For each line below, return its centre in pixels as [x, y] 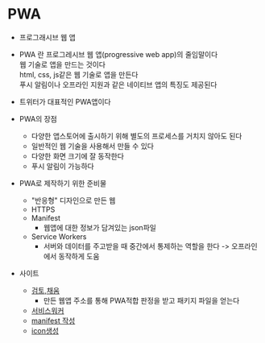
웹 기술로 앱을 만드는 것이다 [62, 64]
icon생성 [45, 330]
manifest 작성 [53, 320]
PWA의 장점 [38, 118]
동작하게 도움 [79, 256]
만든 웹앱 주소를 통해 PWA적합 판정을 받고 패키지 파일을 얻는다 [141, 300]
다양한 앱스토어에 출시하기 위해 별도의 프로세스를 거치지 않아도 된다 [137, 136]
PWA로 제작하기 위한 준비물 [63, 183]
